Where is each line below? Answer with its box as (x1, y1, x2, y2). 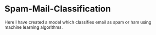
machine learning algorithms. (4, 24, 63, 30)
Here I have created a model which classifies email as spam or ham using (4, 19, 152, 25)
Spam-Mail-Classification (4, 3, 111, 14)
